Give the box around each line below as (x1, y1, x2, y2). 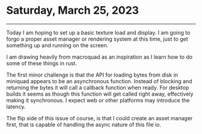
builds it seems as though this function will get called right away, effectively (6, 90, 194, 98)
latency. (6, 103, 26, 110)
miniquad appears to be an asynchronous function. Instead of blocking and (6, 77, 192, 84)
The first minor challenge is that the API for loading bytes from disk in (6, 71, 179, 78)
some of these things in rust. (6, 59, 77, 66)
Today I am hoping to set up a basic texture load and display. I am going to (6, 29, 191, 36)
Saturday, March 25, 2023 (6, 4, 139, 17)
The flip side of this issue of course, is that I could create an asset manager (6, 114, 193, 121)
